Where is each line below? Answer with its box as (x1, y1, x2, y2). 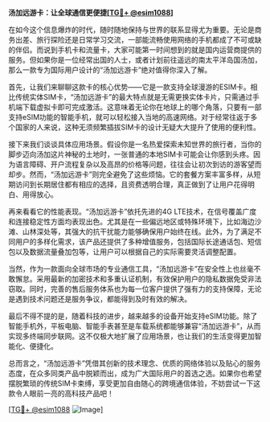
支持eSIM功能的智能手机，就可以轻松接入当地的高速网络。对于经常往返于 (8, 113, 251, 121)
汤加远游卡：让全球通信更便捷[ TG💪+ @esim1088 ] (8, 8, 174, 17)
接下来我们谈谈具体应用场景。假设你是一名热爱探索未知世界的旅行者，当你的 (8, 140, 262, 149)
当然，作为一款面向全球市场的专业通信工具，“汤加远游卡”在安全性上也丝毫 (8, 264, 255, 273)
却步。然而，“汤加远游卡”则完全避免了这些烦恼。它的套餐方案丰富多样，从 (8, 170, 255, 179)
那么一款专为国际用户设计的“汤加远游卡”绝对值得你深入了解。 (8, 65, 212, 75)
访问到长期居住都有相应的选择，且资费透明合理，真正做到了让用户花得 (14, 180, 247, 189)
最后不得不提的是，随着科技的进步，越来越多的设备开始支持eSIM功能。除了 (8, 311, 258, 321)
